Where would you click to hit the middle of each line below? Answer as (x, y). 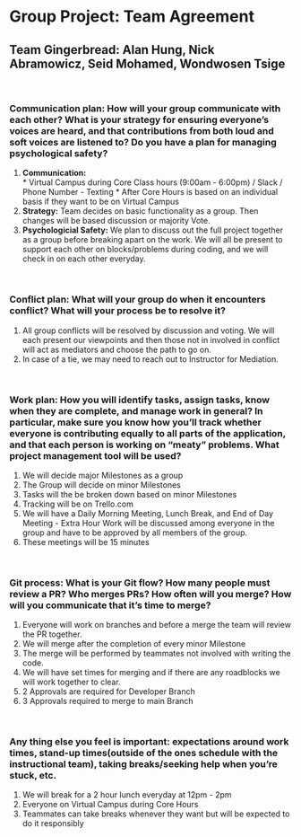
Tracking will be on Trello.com (78, 504)
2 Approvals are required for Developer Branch (108, 692)
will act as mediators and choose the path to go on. (117, 349)
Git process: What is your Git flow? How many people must (140, 583)
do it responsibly (53, 824)
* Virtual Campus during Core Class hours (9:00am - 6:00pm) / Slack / (152, 182)
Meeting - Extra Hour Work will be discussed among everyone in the (148, 523)
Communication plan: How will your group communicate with (145, 108)
